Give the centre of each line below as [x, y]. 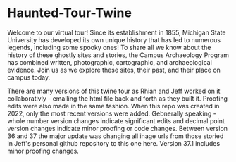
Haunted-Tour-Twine [70, 13]
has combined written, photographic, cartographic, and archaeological [110, 62]
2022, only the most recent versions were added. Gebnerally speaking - [112, 113]
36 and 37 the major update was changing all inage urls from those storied [116, 136]
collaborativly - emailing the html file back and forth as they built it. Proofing [117, 98]
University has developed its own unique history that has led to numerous [114, 39]
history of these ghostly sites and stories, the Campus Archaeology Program [118, 55]
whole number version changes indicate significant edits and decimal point [116, 120]
